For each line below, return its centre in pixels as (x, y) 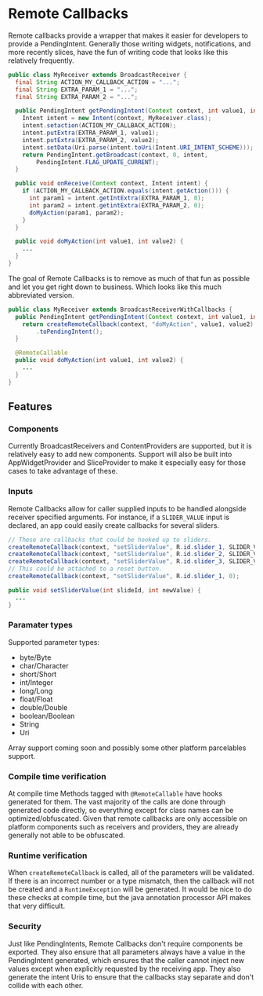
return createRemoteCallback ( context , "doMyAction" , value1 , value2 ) (138, 324)
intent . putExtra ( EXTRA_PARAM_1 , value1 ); (90, 133)
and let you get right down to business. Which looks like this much (115, 287)
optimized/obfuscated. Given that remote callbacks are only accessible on (128, 818)
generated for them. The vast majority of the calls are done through (117, 802)
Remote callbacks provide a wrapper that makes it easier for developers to (128, 35)
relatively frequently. (41, 60)
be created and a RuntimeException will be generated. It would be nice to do (130, 889)
